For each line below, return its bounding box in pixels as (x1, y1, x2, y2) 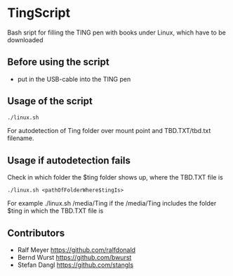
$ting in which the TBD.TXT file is (7, 206, 104, 215)
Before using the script (7, 56, 110, 68)
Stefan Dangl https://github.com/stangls (17, 261, 134, 269)
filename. (7, 134, 34, 142)
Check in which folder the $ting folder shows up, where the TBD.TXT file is (7, 173, 223, 182)
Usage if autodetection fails (7, 154, 131, 166)
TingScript (7, 5, 71, 21)
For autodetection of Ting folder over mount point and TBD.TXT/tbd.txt (7, 127, 211, 135)
